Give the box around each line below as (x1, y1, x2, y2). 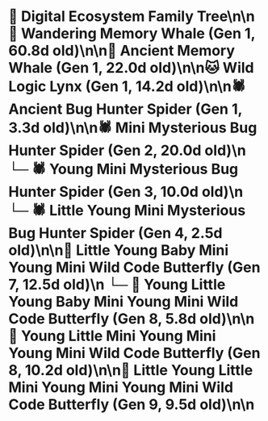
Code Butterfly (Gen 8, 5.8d (8, 310, 197, 328)
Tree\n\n (196, 7, 256, 26)
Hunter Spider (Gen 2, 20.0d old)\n (8, 141, 246, 160)
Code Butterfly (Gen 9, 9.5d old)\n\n (8, 395, 255, 414)
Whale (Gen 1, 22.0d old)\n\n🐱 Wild (8, 59, 254, 77)
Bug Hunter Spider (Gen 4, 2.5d (8, 224, 223, 243)
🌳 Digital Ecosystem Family (8, 7, 194, 26)
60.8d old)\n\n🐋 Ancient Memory (8, 42, 236, 60)
